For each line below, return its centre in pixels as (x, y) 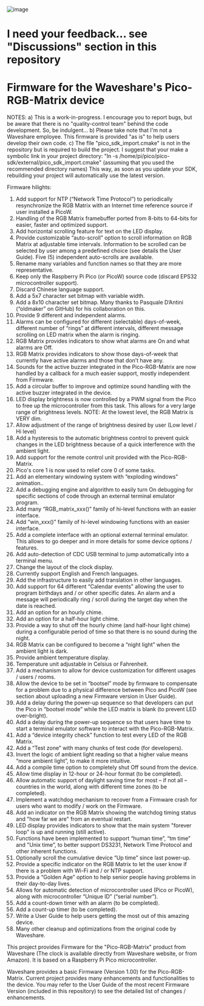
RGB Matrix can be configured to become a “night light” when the (98, 645)
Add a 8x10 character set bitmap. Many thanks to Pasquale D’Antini (100, 302)
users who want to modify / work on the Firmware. (79, 806)
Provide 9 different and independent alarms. (71, 315)
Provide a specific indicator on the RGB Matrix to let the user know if (101, 864)
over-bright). (32, 716)
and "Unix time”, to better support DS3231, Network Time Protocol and (104, 845)
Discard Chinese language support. (60, 289)
